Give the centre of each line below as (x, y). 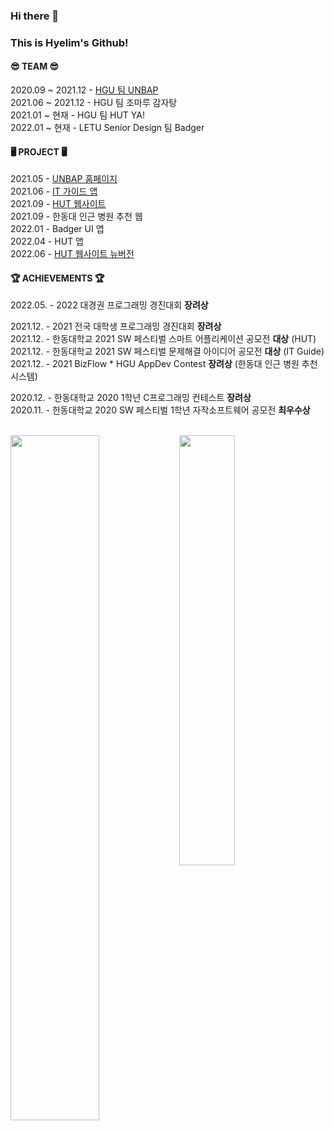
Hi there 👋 (35, 16)
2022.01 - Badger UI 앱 (57, 229)
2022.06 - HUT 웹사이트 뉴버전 (72, 254)
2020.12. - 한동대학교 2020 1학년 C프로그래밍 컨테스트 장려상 (131, 398)
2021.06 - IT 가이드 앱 (54, 191)
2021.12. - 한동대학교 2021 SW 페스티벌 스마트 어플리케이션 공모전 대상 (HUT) (163, 339)
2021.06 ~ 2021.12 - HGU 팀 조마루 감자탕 (94, 103)
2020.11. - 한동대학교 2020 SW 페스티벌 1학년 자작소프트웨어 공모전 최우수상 (160, 410)
